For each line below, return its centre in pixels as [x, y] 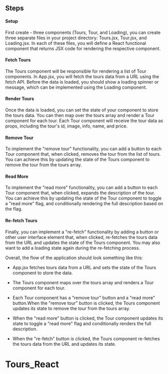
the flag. [14, 209]
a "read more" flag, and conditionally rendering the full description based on [84, 204]
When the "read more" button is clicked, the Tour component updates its [88, 318]
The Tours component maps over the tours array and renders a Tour [83, 282]
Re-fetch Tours [21, 221]
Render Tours [20, 99]
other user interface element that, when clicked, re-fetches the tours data [81, 237]
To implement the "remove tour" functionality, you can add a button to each [83, 149]
